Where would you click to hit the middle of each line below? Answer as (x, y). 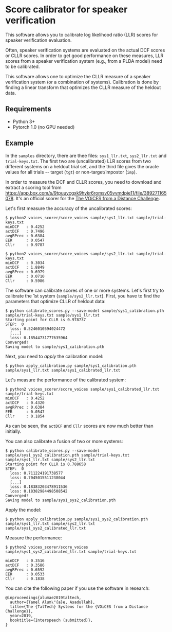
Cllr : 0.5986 (25, 281)
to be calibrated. (23, 66)
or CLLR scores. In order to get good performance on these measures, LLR (84, 56)
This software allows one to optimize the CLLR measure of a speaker (78, 76)
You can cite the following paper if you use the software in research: (78, 588)
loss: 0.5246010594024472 (38, 329)
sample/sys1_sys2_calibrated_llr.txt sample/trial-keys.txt (71, 552)
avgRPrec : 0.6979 (25, 272)
